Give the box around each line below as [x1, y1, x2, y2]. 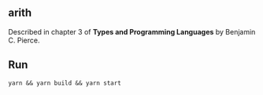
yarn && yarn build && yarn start [8, 79, 122, 87]
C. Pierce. [8, 35, 40, 45]
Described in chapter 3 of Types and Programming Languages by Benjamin [8, 27, 256, 36]
